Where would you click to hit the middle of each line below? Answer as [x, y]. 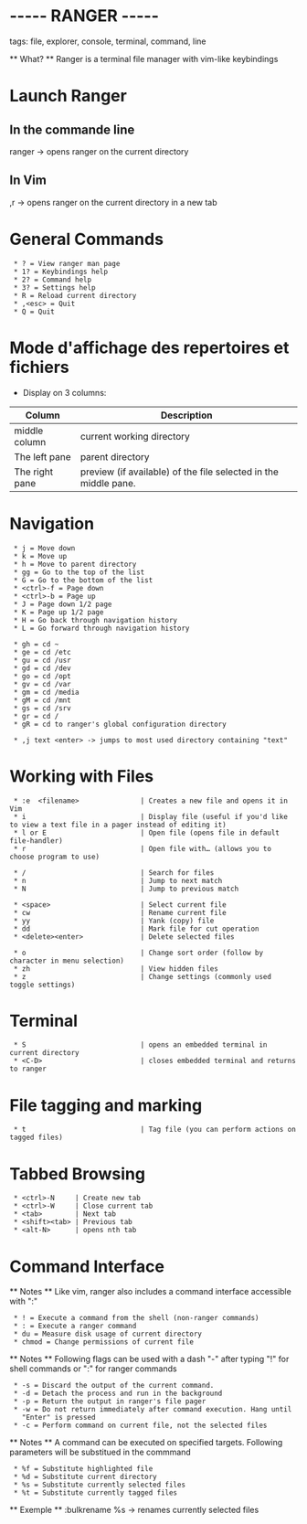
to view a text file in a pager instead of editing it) [118, 825]
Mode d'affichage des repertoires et [149, 347]
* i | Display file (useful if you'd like [150, 816]
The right [33, 472]
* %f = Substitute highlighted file [83, 1469]
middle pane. [108, 483]
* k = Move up [40, 556]
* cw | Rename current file [120, 912]
